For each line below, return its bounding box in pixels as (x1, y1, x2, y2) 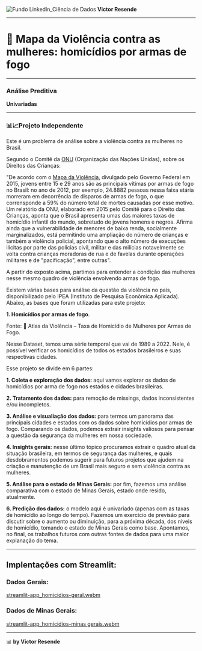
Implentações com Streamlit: (6, 560, 117, 570)
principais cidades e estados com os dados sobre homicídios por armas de (6, 418, 192, 426)
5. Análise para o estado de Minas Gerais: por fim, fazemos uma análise (6, 480, 186, 487)
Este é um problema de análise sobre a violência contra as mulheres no (6, 137, 183, 144)
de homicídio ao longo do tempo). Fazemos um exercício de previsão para (6, 511, 190, 518)
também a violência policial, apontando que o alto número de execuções (6, 237, 186, 245)
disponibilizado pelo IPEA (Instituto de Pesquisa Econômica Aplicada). (6, 292, 180, 300)
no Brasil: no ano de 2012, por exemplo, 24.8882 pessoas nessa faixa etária (6, 186, 194, 194)
